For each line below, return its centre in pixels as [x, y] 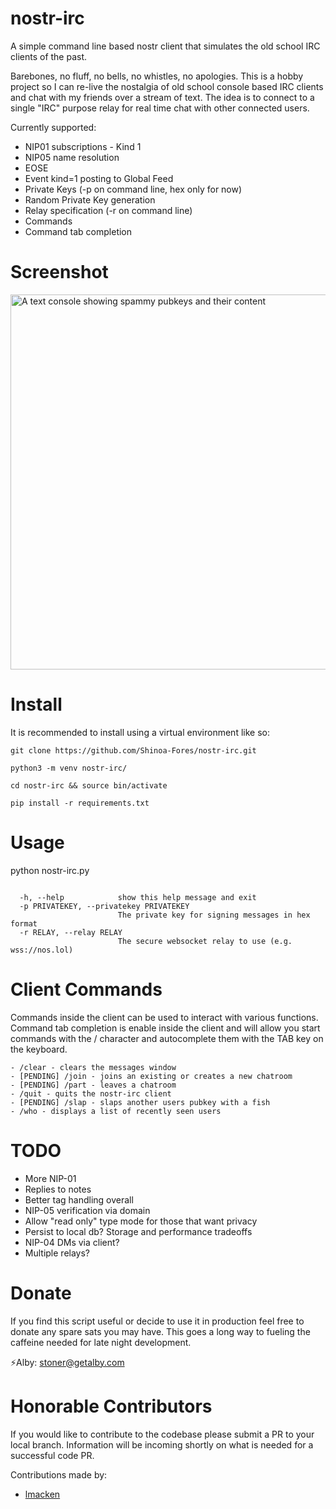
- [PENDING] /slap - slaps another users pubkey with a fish [140, 1102]
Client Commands [86, 989]
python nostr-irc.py [50, 870]
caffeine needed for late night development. [101, 1342]
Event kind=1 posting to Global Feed [99, 178]
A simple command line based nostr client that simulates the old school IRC [165, 46]
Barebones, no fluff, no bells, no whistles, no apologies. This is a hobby [157, 76]
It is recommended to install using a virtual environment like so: [140, 732]
